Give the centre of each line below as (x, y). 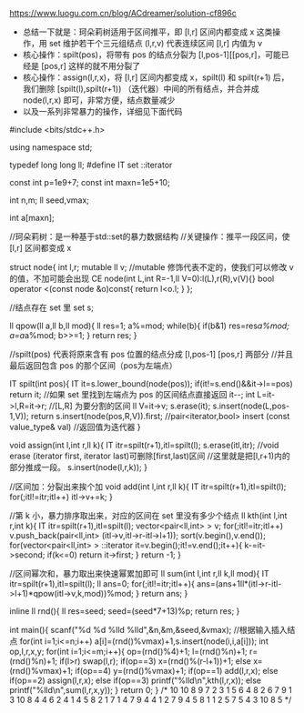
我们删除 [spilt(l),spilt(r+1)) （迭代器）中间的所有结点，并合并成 (141, 89)
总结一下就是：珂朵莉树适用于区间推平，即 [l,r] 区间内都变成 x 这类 (147, 32)
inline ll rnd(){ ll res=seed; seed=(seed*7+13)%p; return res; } (125, 611)
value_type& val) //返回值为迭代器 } (75, 427)
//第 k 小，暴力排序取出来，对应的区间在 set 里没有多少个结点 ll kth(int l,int (148, 516)
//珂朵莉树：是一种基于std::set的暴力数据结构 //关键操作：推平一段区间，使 (150, 236)
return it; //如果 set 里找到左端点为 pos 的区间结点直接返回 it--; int (132, 394)
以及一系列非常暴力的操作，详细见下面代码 (102, 111)
